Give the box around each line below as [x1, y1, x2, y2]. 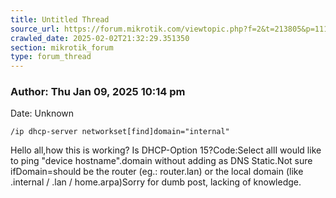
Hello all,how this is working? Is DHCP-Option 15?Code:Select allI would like [10, 144, 322, 156]
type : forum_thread [10, 52, 92, 62]
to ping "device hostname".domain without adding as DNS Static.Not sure [10, 155, 313, 167]
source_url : [10, 24, 60, 34]
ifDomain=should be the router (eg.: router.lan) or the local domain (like [10, 166, 304, 178]
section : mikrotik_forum [10, 42, 114, 53]
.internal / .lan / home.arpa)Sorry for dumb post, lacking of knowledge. [10, 176, 302, 188]
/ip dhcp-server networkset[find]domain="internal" [10, 127, 230, 137]
